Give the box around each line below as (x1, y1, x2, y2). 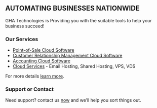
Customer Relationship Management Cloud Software (12, 53, 123, 59)
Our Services (5, 35, 38, 43)
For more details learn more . (5, 73, 64, 79)
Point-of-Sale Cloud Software (12, 47, 74, 53)
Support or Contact (5, 86, 54, 93)
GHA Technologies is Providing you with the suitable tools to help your (5, 17, 152, 23)
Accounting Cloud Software (12, 58, 71, 64)
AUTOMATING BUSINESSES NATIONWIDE (5, 4, 140, 13)
